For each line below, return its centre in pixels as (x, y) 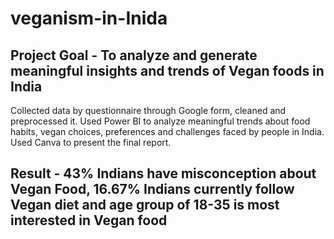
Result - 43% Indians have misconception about (163, 173)
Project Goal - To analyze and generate (134, 55)
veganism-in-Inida (89, 18)
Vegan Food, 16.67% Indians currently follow (152, 189)
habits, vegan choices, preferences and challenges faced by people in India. (167, 131)
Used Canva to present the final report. (91, 142)
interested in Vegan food (89, 220)
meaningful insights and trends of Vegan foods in (167, 70)
